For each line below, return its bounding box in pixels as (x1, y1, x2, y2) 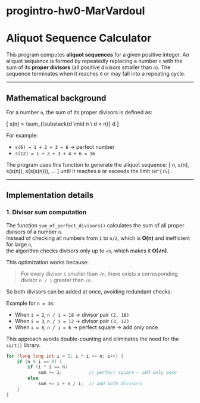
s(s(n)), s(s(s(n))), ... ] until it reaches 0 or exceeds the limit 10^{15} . (6, 167, 172, 174)
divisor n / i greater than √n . (20, 276, 92, 283)
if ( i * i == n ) (27, 364, 68, 370)
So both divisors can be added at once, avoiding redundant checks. (6, 288, 173, 295)
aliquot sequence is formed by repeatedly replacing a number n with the (6, 58, 183, 65)
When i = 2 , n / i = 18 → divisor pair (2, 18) (14, 311, 130, 318)
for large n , (6, 240, 33, 248)
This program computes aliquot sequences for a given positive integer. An (6, 51, 189, 58)
